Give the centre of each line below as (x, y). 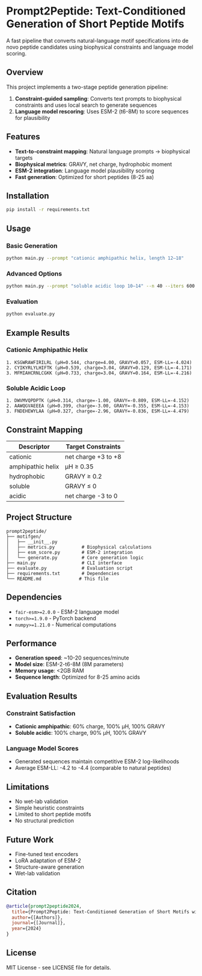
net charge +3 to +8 (93, 456)
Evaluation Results (42, 696)
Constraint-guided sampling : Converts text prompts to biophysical (98, 98)
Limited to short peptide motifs (53, 814)
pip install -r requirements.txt (48, 210)
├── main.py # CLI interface (64, 563)
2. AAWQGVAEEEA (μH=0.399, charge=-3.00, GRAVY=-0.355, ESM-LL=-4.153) (98, 406)
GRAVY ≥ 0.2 (84, 476)
